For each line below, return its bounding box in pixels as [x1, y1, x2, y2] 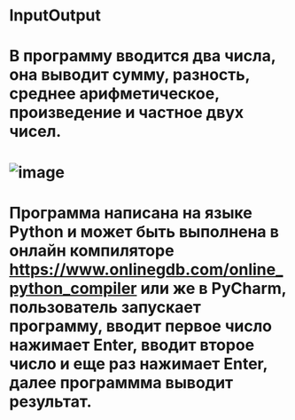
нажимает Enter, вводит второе [9, 335, 255, 355]
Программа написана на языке [9, 202, 252, 223]
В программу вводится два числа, [9, 46, 276, 67]
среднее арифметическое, [9, 83, 220, 104]
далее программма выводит [9, 372, 234, 392]
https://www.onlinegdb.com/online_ [9, 259, 283, 280]
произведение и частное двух [9, 103, 245, 123]
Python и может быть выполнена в [9, 221, 279, 242]
